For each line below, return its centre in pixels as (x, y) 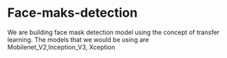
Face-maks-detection (73, 13)
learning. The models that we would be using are (78, 39)
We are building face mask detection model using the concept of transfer (114, 32)
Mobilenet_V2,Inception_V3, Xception (61, 47)
